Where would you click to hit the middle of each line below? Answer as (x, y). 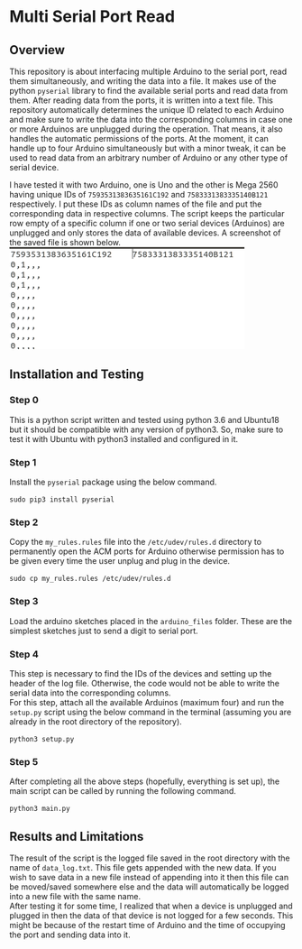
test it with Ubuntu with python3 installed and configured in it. (124, 438)
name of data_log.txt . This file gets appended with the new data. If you (143, 867)
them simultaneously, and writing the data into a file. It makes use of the (143, 81)
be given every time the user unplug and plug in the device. (120, 561)
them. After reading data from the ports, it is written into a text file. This (141, 100)
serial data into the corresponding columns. (90, 693)
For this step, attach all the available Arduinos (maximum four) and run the (147, 702)
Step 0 (24, 401)
